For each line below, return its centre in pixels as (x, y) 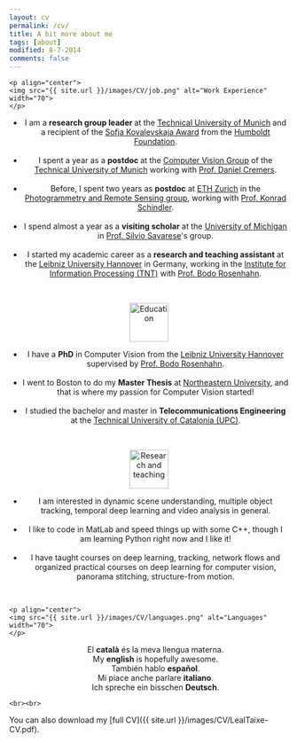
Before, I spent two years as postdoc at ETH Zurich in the (156, 188)
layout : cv (29, 17)
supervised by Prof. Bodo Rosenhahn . (156, 364)
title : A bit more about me (61, 34)
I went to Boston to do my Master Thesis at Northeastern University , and (156, 383)
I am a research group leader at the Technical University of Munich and (155, 122)
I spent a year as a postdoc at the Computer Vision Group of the (156, 160)
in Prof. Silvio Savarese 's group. (156, 235)
